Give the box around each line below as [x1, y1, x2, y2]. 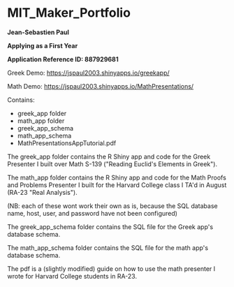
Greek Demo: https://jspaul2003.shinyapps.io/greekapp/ [7, 68, 170, 77]
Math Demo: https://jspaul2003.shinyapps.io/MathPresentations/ [7, 82, 194, 90]
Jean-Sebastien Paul [7, 28, 70, 36]
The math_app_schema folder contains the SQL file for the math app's [7, 243, 208, 252]
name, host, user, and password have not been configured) [7, 209, 178, 217]
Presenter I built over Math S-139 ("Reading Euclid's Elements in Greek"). [7, 159, 218, 168]
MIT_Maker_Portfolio [7, 5, 131, 21]
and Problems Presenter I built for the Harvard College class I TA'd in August [7, 180, 227, 189]
